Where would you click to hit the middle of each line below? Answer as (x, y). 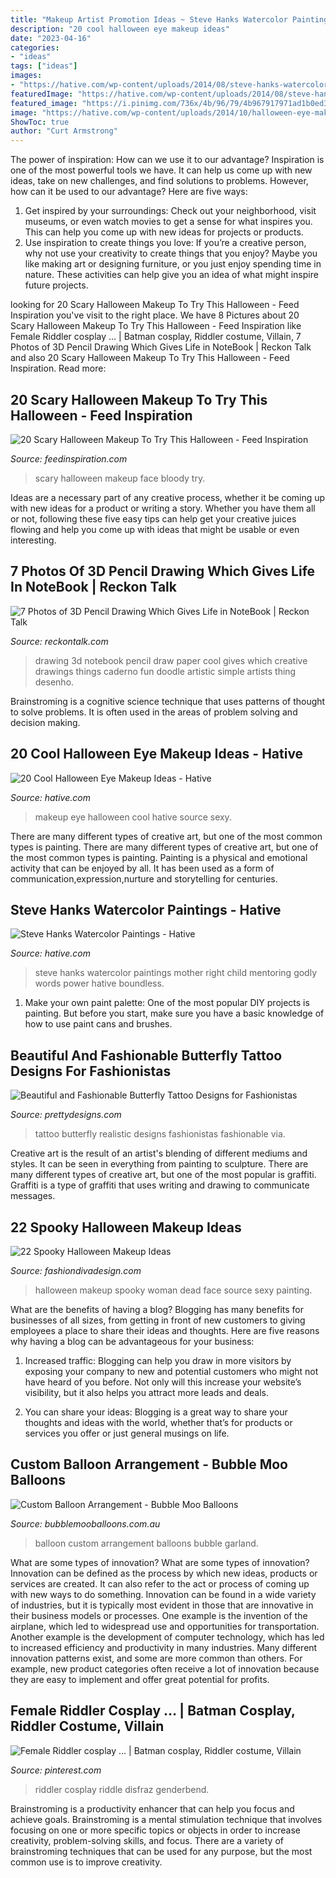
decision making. (45, 722)
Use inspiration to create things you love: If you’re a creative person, (165, 243)
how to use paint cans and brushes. (98, 1024)
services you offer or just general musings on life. (127, 1433)
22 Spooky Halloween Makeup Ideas (126, 1227)
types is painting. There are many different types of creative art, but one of (164, 847)
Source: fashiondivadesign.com (76, 1270)
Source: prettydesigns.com (66, 1115)
